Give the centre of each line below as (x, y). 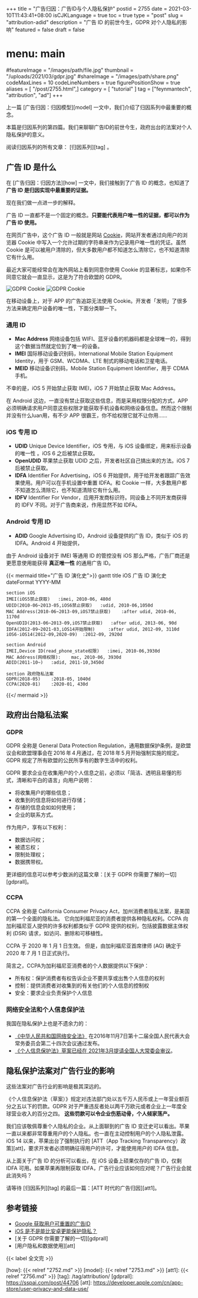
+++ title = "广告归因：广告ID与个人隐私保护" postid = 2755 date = (87, 9)
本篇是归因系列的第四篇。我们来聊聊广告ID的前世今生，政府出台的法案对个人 (99, 127)
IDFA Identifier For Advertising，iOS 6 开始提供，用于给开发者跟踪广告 (100, 475)
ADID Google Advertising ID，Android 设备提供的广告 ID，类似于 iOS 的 (101, 535)
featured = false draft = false (50, 29)
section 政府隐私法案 (30, 674)
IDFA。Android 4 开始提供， (49, 543)
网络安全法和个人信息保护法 (45, 1009)
